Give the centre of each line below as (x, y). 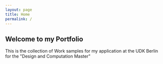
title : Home (17, 14)
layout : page (19, 10)
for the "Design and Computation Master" (48, 56)
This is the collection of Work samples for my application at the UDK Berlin (82, 51)
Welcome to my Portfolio (44, 39)
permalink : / (19, 19)
